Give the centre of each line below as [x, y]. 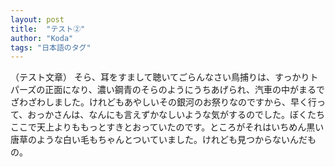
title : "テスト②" [48, 29]
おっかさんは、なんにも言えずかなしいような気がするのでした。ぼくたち [176, 115]
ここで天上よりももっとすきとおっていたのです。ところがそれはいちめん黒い [167, 127]
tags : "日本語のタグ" [51, 47]
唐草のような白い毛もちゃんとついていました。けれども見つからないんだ [159, 140]
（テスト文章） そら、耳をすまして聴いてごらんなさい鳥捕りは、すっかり [160, 77]
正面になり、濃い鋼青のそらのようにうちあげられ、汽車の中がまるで [184, 90]
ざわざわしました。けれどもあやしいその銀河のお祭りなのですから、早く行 [163, 102]
